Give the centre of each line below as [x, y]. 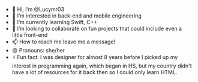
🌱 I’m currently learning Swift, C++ [55, 22]
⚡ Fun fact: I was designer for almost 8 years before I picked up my [95, 57]
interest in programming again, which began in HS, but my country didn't [102, 66]
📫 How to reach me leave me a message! [64, 42]
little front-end [30, 35]
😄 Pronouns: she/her [38, 50]
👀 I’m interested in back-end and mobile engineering [77, 16]
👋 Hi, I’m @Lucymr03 [38, 9]
